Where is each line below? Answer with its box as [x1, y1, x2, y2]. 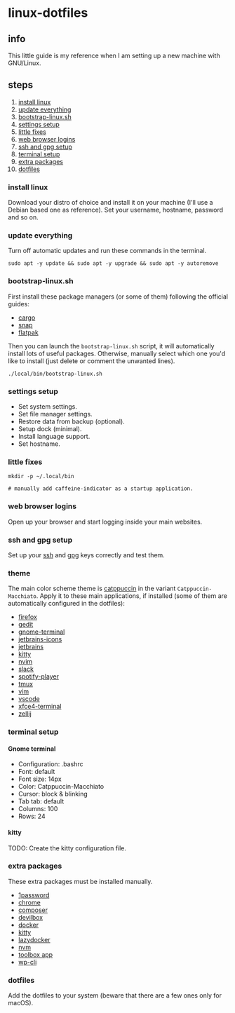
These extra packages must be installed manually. [8, 877, 153, 885]
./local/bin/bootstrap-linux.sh [8, 370, 102, 377]
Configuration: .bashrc [18, 760, 83, 768]
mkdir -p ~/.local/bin [8, 473, 74, 480]
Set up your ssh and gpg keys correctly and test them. [8, 550, 166, 559]
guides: [8, 299, 30, 308]
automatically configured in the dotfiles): [8, 599, 125, 608]
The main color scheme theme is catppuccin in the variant [8, 584, 176, 593]
